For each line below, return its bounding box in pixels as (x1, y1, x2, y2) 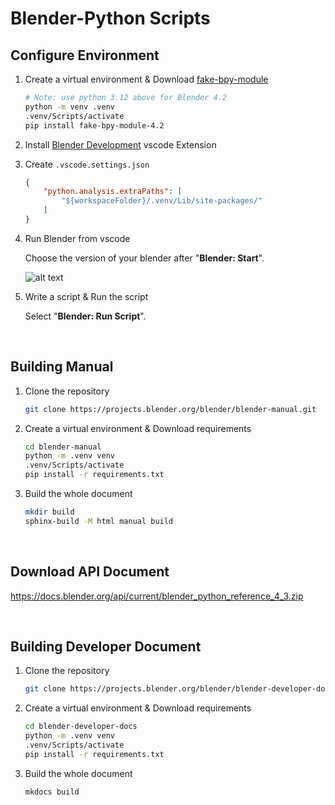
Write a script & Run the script (24, 290, 149, 302)
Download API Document (10, 563, 170, 581)
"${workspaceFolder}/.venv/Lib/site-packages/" (61, 196, 263, 206)
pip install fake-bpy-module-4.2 (24, 120, 165, 131)
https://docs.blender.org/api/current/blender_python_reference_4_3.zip (10, 590, 304, 602)
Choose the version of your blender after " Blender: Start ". (24, 252, 265, 264)
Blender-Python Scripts (10, 7, 211, 30)
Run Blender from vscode (24, 232, 131, 244)
